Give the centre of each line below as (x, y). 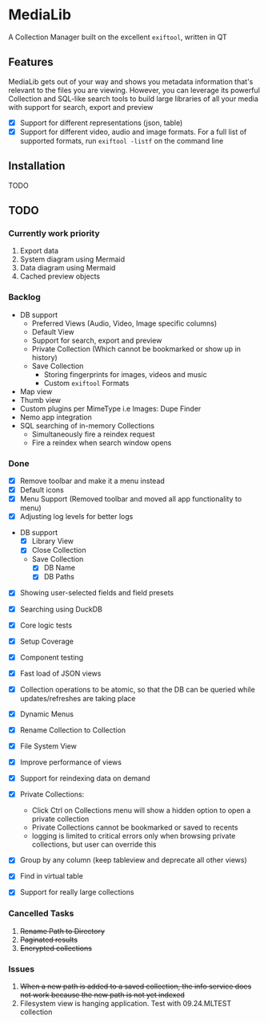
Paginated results (49, 940)
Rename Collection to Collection (73, 730)
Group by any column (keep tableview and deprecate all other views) (134, 860)
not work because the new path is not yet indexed (102, 995)
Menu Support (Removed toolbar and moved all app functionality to (131, 499)
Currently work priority (54, 233)
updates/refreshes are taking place (78, 698)
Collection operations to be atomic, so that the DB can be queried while (138, 689)
